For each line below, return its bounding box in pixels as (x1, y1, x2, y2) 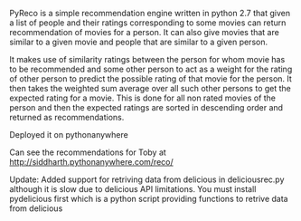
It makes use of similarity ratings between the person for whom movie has (9, 54, 286, 64)
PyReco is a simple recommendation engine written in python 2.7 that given (9, 8, 291, 18)
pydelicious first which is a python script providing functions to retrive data (9, 194, 288, 204)
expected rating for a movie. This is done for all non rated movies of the (9, 92, 277, 103)
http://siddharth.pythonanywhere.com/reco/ (9, 157, 174, 167)
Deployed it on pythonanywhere (9, 130, 128, 139)
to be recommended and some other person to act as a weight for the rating (9, 63, 293, 74)
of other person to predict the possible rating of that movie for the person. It (9, 73, 292, 84)
